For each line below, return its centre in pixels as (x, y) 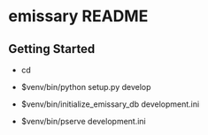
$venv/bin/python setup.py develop (86, 87)
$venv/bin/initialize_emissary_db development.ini (110, 104)
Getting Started (52, 49)
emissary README (78, 16)
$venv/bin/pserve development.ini (84, 121)
